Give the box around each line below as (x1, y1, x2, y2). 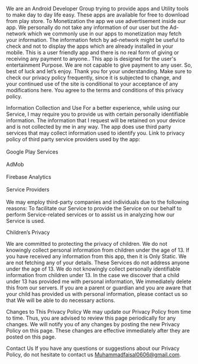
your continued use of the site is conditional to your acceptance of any (6, 80, 178, 87)
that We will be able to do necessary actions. (6, 297, 115, 304)
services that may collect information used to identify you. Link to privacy (6, 129, 185, 136)
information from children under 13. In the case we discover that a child (6, 272, 180, 278)
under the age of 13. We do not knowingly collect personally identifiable (6, 265, 181, 272)
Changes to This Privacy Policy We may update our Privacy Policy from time (6, 308, 191, 315)
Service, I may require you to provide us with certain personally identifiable (6, 110, 189, 118)
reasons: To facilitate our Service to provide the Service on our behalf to (6, 205, 182, 212)
